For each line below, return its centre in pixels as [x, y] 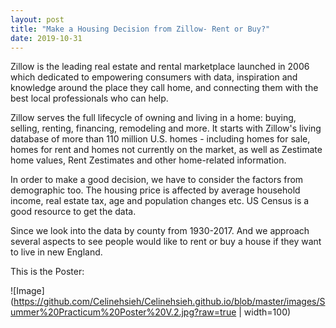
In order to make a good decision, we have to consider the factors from [157, 180]
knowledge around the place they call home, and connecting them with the [164, 88]
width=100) [267, 312]
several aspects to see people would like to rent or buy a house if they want [166, 242]
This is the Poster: [47, 272]
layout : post [37, 19]
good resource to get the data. [73, 212]
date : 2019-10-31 [46, 38]
